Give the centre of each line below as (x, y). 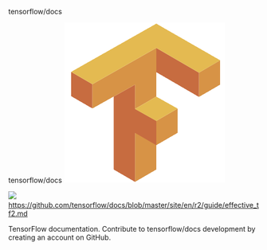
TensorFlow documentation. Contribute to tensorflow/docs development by (132, 229)
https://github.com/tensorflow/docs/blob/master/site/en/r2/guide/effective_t (133, 205)
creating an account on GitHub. (60, 237)
